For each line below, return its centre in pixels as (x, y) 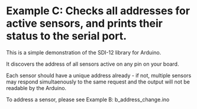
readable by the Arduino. (36, 88)
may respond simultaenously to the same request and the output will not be (98, 82)
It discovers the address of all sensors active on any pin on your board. (93, 64)
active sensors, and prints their (84, 23)
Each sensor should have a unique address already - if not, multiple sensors (99, 75)
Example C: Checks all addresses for (98, 11)
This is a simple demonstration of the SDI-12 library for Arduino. (84, 52)
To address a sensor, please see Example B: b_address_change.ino (88, 100)
